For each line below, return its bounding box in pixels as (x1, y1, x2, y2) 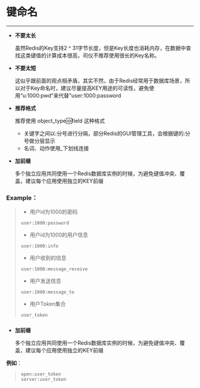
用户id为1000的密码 (29, 209, 78, 216)
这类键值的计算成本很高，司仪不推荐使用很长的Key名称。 (20, 52, 160, 59)
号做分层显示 (23, 137, 55, 144)
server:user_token (20, 377, 67, 383)
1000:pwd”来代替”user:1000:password (27, 92, 121, 99)
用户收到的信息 (29, 254, 67, 261)
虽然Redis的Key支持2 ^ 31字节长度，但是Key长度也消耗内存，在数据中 (14, 44, 186, 51)
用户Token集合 (29, 301, 66, 308)
